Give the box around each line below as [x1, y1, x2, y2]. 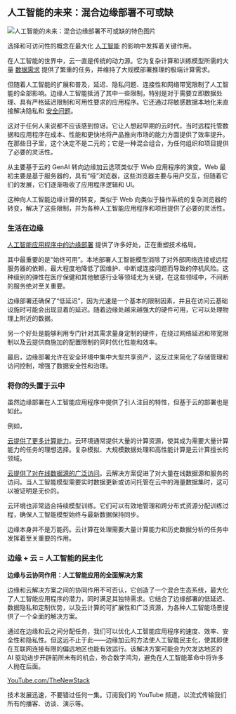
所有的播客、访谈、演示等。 [7, 699, 88, 708]
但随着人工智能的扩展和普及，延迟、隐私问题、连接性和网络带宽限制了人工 [7, 80, 223, 88]
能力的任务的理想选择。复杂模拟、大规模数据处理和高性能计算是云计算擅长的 [7, 445, 229, 454]
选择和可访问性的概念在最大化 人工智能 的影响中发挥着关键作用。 [7, 41, 195, 50]
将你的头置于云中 [7, 381, 65, 391]
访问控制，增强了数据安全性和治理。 [7, 362, 112, 370]
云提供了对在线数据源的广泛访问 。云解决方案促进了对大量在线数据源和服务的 [7, 469, 229, 477]
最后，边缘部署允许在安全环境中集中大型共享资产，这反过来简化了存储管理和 [7, 353, 229, 362]
